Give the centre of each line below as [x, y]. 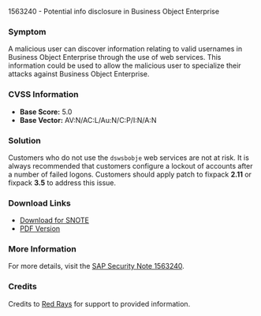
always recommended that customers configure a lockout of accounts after [131, 165]
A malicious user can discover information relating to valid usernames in [125, 49]
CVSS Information [43, 95]
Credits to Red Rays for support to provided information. [99, 303]
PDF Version [40, 229]
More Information [42, 249]
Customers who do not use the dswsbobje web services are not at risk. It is [129, 158]
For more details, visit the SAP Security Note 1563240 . [97, 266]
